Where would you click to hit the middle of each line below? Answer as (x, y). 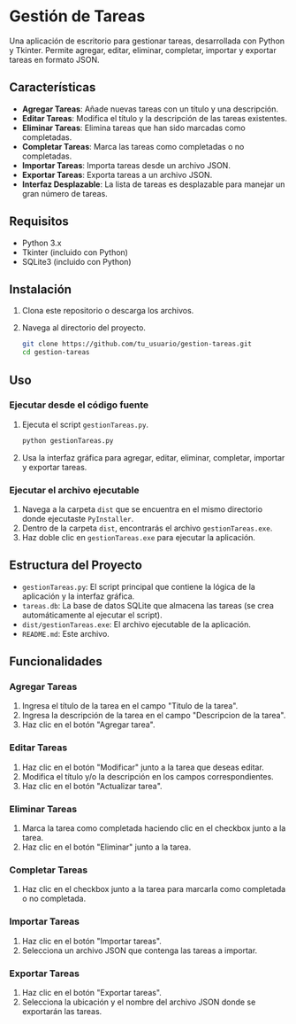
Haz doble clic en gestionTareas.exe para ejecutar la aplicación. (139, 537)
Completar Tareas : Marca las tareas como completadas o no (133, 146)
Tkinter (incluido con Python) (75, 252)
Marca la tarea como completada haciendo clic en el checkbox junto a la (154, 828)
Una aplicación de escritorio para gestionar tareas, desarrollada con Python (147, 41)
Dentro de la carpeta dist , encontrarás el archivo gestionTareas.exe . (147, 528)
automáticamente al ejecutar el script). (92, 615)
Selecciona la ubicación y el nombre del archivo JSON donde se (139, 1002)
